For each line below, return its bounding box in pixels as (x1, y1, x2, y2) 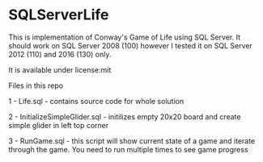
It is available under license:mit (8, 64, 112, 74)
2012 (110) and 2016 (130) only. (8, 49, 112, 59)
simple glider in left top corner (8, 120, 109, 130)
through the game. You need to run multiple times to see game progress (8, 144, 248, 154)
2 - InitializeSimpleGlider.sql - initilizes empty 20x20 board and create (8, 111, 241, 122)
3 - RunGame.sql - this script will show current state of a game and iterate (8, 135, 256, 146)
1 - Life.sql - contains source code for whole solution (8, 96, 185, 106)
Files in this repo (8, 81, 63, 90)
